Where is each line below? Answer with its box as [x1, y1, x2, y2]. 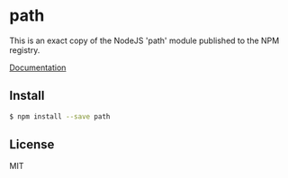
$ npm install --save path [9, 111, 111, 121]
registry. [9, 44, 40, 55]
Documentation [9, 62, 67, 73]
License [9, 137, 55, 153]
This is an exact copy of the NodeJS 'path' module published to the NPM [9, 35, 280, 46]
